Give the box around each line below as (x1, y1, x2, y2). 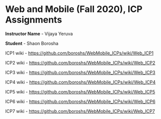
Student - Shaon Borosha (5, 40, 59, 46)
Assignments (5, 14, 62, 25)
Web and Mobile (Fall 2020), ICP (5, 3, 142, 15)
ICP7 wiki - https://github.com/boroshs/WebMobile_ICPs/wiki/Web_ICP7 (5, 108, 155, 114)
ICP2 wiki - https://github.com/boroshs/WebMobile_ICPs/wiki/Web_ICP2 (5, 59, 155, 65)
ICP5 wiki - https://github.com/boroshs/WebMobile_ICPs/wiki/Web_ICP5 (5, 88, 155, 94)
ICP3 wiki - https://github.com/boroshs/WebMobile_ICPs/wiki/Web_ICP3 (5, 69, 156, 75)
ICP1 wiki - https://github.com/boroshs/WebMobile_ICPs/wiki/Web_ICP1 (5, 50, 154, 56)
